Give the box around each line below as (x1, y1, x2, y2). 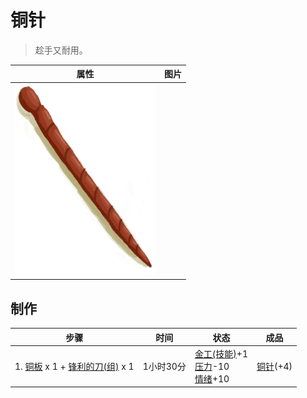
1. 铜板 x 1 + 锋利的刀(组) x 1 (14, 360, 135, 372)
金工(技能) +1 (194, 347, 248, 360)
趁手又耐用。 (34, 44, 88, 56)
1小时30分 (142, 360, 187, 372)
